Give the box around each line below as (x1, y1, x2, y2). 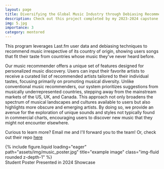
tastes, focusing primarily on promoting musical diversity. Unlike (5, 78, 134, 84)
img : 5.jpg (5, 20, 27, 26)
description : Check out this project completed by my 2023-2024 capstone (5, 16, 159, 21)
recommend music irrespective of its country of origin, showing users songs (5, 48, 159, 54)
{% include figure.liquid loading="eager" (5, 144, 87, 150)
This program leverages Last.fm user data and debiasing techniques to (5, 43, 147, 49)
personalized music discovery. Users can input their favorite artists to (5, 68, 145, 74)
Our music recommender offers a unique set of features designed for (5, 63, 144, 69)
